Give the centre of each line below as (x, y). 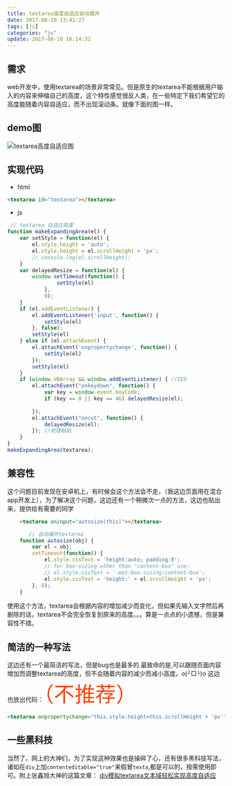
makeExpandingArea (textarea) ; (51, 450)
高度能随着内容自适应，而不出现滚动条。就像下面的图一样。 (92, 104)
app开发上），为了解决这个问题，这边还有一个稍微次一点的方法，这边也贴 (111, 500)
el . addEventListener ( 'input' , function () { (95, 315)
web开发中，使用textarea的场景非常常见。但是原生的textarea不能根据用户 (112, 86)
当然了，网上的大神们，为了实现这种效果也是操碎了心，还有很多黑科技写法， (116, 758)
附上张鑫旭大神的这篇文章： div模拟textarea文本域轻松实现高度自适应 (117, 775)
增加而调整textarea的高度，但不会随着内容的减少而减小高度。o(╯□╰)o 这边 (114, 673)
